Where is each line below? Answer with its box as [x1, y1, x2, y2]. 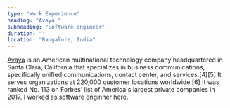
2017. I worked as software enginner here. [7, 93, 129, 102]
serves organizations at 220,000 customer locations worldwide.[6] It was [7, 78, 219, 86]
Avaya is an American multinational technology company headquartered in [7, 55, 223, 64]
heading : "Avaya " [7, 17, 61, 24]
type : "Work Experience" [7, 10, 80, 18]
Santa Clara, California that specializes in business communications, [7, 63, 205, 72]
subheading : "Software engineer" [7, 23, 106, 30]
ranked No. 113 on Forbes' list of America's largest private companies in [7, 86, 215, 94]
